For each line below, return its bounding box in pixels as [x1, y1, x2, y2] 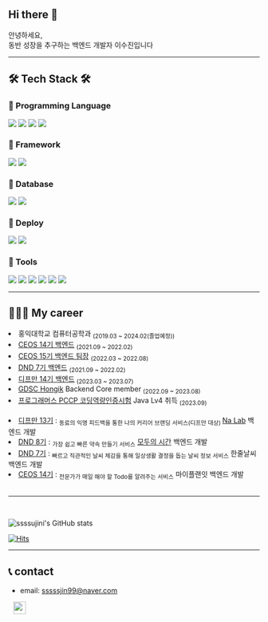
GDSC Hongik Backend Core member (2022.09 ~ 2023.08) [18, 384, 201, 396]
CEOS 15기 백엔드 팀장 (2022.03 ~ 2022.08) [18, 351, 149, 363]
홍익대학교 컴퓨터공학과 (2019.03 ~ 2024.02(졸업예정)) [18, 328, 175, 340]
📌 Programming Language [8, 101, 112, 112]
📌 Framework [8, 139, 61, 150]
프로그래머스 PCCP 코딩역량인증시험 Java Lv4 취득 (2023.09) [18, 396, 207, 407]
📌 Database [8, 178, 54, 189]
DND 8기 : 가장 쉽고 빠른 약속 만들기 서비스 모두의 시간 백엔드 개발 [18, 437, 208, 448]
